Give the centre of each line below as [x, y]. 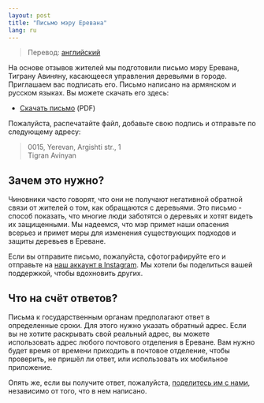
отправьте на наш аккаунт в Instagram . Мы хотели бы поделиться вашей [130, 265]
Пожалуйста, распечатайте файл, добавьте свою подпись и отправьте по [132, 124]
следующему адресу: [45, 132]
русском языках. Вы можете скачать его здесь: [89, 93]
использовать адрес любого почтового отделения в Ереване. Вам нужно [132, 342]
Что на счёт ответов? [63, 298]
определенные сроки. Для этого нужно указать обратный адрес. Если [127, 325]
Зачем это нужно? [56, 180]
